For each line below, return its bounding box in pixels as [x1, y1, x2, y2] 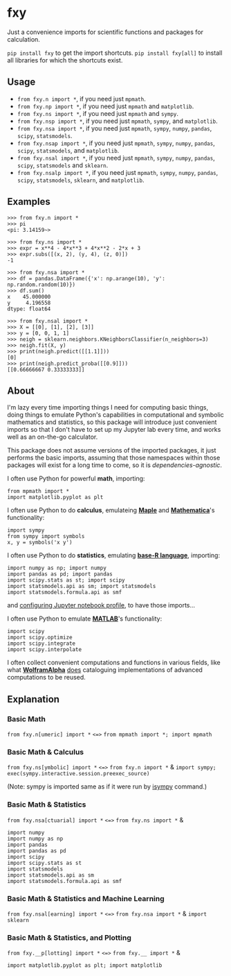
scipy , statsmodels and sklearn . [17, 161, 109, 169]
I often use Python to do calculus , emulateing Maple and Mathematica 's [7, 506, 215, 514]
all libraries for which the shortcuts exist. [7, 56, 123, 64]
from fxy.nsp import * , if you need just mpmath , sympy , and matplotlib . [17, 117, 218, 125]
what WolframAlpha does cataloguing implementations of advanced [7, 666, 203, 674]
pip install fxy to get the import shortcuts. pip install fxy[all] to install [7, 49, 223, 57]
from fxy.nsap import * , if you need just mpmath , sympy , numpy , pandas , [17, 139, 216, 147]
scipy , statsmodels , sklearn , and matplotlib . [17, 176, 145, 184]
